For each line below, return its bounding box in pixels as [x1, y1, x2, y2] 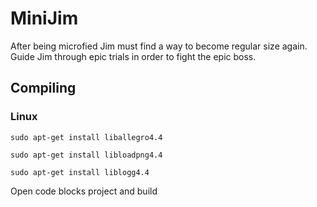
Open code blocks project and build [10, 185, 158, 197]
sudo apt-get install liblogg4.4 [10, 167, 150, 177]
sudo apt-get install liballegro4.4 [10, 132, 163, 142]
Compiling [10, 80, 77, 97]
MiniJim [10, 7, 79, 30]
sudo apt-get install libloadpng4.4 [10, 150, 163, 160]
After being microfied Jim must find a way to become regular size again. [10, 40, 308, 52]
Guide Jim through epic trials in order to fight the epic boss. [10, 50, 257, 62]
